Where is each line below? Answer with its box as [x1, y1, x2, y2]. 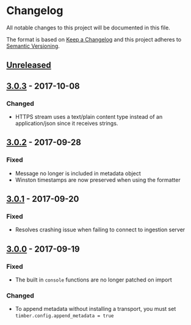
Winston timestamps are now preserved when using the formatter [15, 176, 181, 184]
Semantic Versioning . [6, 42, 60, 50]
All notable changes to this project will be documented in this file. [6, 24, 171, 31]
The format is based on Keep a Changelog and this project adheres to [6, 35, 182, 43]
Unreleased [6, 60, 52, 70]
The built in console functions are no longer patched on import [15, 276, 172, 283]
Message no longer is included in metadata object [15, 170, 142, 177]
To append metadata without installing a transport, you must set [15, 305, 176, 313]
